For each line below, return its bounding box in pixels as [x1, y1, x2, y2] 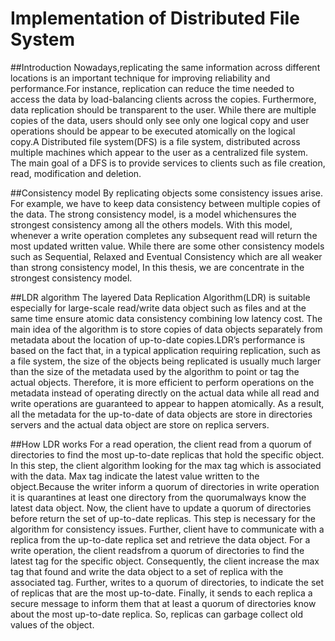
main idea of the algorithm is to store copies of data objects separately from [10, 323, 323, 335]
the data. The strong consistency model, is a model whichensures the [10, 208, 297, 220]
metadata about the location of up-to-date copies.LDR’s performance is [10, 333, 305, 346]
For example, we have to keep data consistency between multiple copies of [10, 197, 321, 209]
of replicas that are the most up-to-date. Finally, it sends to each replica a [10, 587, 313, 599]
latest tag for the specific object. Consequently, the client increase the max [10, 555, 320, 567]
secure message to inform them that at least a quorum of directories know [10, 597, 317, 609]
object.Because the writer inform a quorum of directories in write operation [10, 480, 320, 492]
